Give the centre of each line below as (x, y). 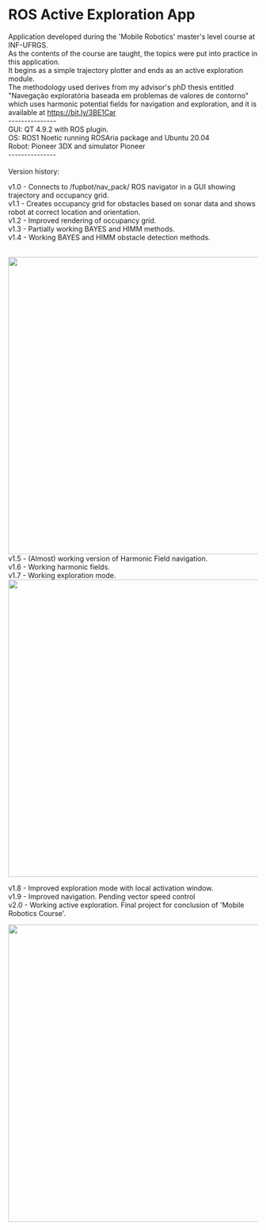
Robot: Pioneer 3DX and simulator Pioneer (77, 146)
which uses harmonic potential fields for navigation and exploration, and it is (133, 104)
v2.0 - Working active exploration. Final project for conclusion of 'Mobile (126, 905)
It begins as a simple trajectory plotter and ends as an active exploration (126, 70)
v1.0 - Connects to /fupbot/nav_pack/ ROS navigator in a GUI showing (122, 186)
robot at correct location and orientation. (74, 212)
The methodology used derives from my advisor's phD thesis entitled (121, 87)
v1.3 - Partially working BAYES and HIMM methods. (92, 228)
